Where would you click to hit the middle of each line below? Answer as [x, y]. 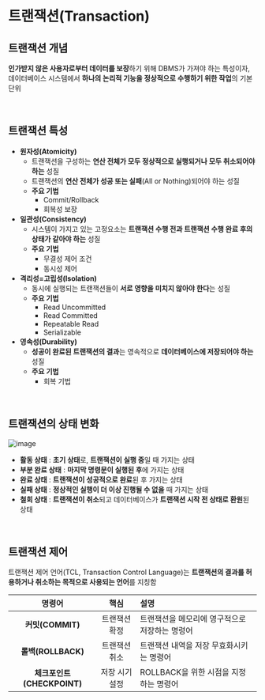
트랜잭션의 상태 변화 [54, 424]
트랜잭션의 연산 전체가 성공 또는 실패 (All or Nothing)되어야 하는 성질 [136, 181]
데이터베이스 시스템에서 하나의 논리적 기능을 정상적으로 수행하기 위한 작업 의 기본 [131, 78]
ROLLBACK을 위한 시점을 [185, 672]
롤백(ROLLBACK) [52, 652]
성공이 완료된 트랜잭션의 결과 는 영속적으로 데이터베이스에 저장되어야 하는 [142, 351]
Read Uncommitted [75, 307]
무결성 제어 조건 [67, 259]
